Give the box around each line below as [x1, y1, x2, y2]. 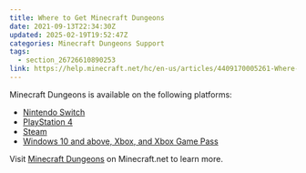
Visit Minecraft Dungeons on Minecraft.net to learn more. [9, 153, 223, 164]
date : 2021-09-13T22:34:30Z [9, 22, 117, 31]
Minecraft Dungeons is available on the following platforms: [9, 88, 232, 100]
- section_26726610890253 [17, 56, 117, 65]
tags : [9, 47, 30, 56]
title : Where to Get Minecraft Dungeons [9, 13, 166, 23]
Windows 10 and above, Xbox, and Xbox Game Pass [22, 136, 219, 147]
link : [9, 65, 30, 74]
